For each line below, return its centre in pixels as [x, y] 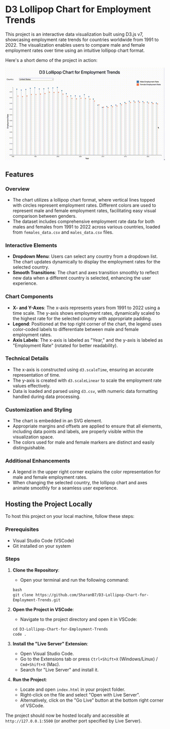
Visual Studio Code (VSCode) [43, 540]
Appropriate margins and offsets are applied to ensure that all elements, [87, 426]
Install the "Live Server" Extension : [50, 644]
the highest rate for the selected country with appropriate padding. [82, 318]
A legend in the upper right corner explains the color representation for [87, 472]
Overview [17, 189]
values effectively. [31, 386]
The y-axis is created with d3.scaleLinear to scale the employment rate [87, 380]
